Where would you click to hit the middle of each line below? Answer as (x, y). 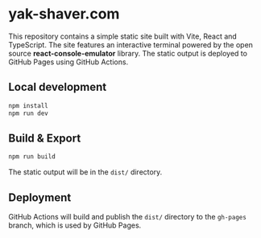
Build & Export (45, 138)
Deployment (40, 197)
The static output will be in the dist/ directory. (85, 172)
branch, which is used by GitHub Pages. (75, 225)
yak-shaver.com (64, 14)
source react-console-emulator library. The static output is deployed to (128, 53)
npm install (28, 105)
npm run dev (28, 113)
